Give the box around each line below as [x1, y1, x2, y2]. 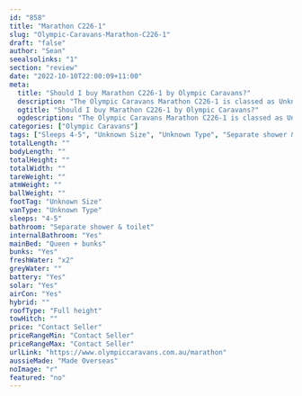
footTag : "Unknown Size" [9, 197, 102, 207]
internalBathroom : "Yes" [9, 230, 102, 239]
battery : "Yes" [9, 273, 67, 282]
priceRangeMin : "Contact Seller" [9, 331, 135, 340]
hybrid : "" [9, 298, 50, 307]
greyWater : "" [9, 265, 63, 274]
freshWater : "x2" [9, 256, 75, 265]
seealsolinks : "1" [9, 55, 78, 64]
